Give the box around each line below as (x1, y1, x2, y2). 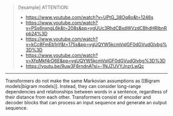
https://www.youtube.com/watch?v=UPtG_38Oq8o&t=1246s (25, 14, 153, 20)
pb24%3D (25, 31, 48, 36)
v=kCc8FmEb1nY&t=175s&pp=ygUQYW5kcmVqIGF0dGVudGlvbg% (25, 41, 167, 48)
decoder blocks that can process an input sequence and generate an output (5, 100, 167, 105)
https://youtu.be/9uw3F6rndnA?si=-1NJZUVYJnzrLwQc (25, 63, 144, 69)
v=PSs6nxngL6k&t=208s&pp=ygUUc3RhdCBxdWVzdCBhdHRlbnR (25, 25, 167, 31)
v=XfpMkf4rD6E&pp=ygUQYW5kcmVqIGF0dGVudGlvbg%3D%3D (25, 58, 166, 63)
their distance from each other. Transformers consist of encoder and (5, 94, 151, 100)
